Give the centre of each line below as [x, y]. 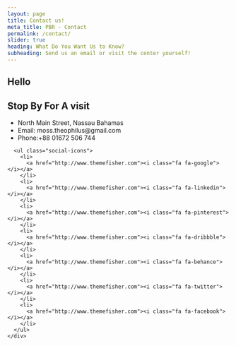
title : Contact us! [36, 20]
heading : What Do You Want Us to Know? [66, 47]
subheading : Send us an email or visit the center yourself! [99, 54]
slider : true [26, 40]
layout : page [26, 14]
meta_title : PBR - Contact [47, 27]
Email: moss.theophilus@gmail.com [69, 131]
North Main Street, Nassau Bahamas [70, 123]
